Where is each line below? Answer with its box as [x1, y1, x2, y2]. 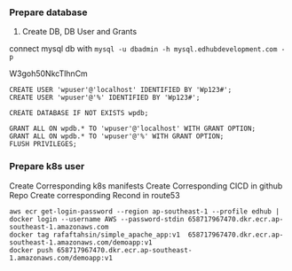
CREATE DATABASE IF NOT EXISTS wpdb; [9, 109, 149, 118]
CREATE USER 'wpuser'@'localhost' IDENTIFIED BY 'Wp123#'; [9, 86, 233, 95]
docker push [9, 245, 53, 254]
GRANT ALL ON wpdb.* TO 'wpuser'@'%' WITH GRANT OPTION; [9, 132, 225, 141]
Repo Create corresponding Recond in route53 [9, 190, 180, 200]
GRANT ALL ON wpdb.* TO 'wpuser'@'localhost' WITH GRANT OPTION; [9, 124, 256, 134]
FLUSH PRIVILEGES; [9, 140, 77, 149]
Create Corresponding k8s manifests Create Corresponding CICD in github [9, 180, 283, 191]
